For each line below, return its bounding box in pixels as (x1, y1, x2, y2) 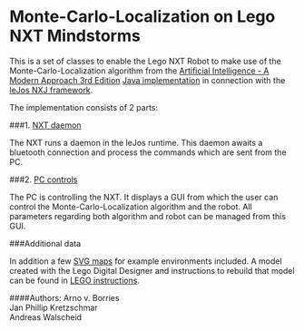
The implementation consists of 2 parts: (9, 102, 159, 112)
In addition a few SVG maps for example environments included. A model (9, 256, 283, 267)
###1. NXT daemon (9, 120, 82, 131)
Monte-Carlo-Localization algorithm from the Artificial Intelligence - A (9, 65, 270, 76)
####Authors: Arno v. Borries (9, 292, 120, 303)
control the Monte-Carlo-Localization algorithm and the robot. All (9, 201, 252, 212)
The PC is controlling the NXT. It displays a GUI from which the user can (9, 191, 279, 202)
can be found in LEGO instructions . (9, 275, 141, 286)
